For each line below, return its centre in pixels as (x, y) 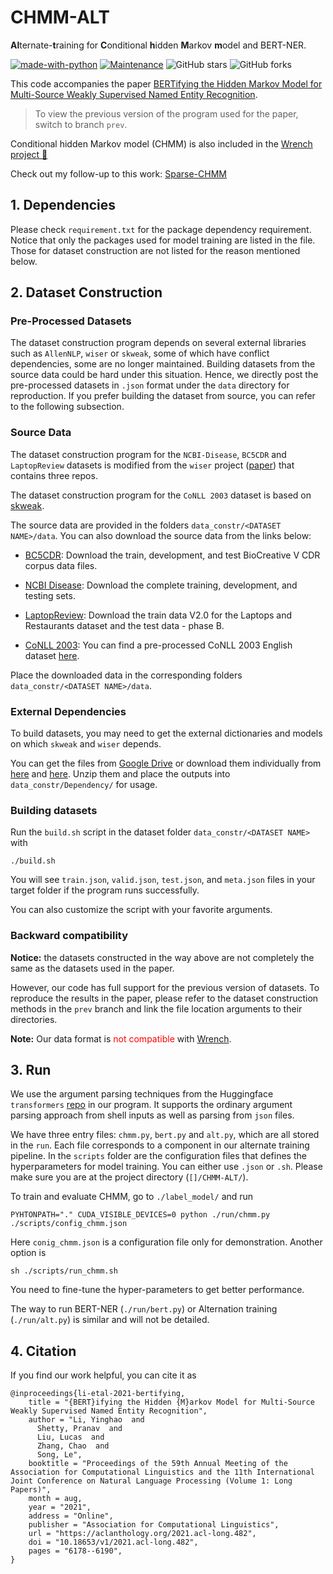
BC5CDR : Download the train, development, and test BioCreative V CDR (172, 555)
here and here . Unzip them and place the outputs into (120, 774)
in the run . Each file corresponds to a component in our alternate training (160, 1145)
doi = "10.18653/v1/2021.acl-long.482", (113, 1542)
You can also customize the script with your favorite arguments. (141, 910)
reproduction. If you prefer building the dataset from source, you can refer (163, 396)
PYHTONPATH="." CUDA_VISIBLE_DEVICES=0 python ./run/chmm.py (140, 1215)
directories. (34, 1019)
